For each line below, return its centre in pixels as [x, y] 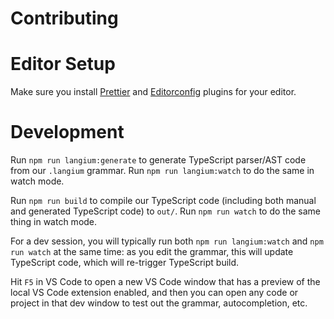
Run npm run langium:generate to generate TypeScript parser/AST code [158, 160]
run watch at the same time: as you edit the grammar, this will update [152, 252]
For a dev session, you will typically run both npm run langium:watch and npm [167, 241]
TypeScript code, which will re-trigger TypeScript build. [125, 263]
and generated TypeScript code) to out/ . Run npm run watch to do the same [165, 211]
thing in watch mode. [54, 222]
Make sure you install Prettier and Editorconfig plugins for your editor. [153, 92]
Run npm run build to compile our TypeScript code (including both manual [163, 201]
